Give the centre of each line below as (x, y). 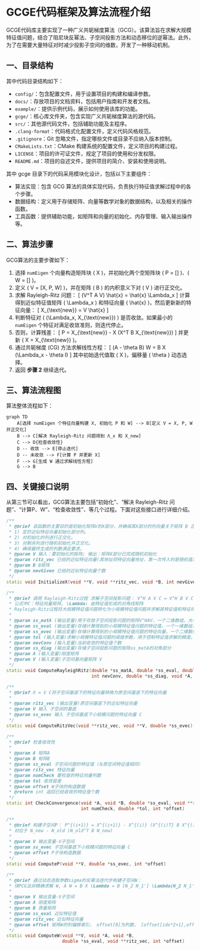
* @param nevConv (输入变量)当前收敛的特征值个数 (65, 643)
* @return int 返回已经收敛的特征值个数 (54, 792)
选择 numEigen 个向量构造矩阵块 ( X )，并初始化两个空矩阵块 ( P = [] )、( (102, 272)
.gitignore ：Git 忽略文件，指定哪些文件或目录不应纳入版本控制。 (95, 139)
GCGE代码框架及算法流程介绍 (78, 12)
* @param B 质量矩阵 (32, 908)
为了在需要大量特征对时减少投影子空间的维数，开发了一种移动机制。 (90, 45)
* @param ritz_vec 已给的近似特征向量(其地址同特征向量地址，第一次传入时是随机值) (102, 560)
